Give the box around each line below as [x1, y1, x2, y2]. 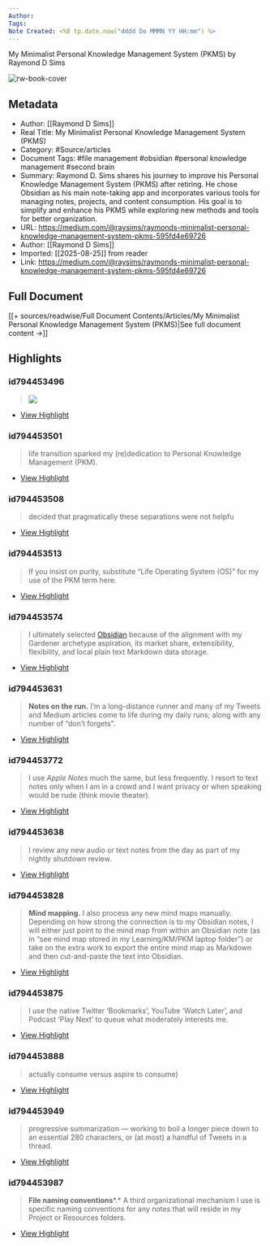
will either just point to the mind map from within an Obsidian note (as [28, 926, 261, 935]
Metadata [8, 97, 58, 111]
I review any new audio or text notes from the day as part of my [28, 845, 241, 855]
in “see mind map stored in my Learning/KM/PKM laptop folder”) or [28, 934, 253, 944]
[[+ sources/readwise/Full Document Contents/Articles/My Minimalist [8, 311, 240, 320]
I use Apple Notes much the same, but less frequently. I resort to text [28, 773, 259, 783]
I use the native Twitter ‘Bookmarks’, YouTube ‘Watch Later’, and [28, 1006, 243, 1016]
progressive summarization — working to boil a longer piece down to [28, 1123, 259, 1133]
